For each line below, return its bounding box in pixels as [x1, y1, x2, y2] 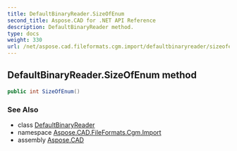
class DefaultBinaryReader [17, 121, 95, 129]
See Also [7, 104, 39, 114]
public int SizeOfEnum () [7, 87, 80, 95]
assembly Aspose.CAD [17, 135, 85, 144]
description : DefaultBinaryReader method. [7, 23, 134, 30]
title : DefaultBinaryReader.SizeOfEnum [7, 10, 125, 18]
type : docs [7, 30, 39, 37]
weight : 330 [7, 37, 42, 44]
